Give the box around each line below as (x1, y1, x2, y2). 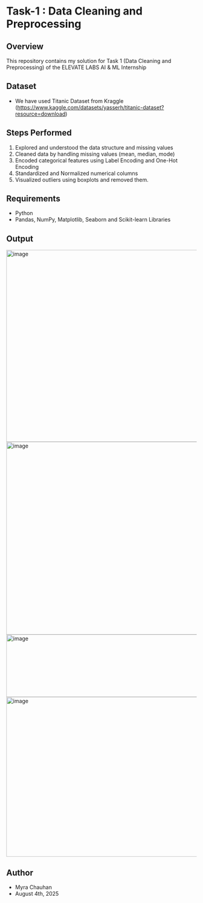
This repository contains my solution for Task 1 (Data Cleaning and (6, 58, 172, 64)
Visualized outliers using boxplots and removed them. (14, 176, 149, 183)
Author (6, 867, 33, 878)
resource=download (14, 110, 66, 117)
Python (14, 210, 33, 217)
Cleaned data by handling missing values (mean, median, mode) (14, 150, 175, 157)
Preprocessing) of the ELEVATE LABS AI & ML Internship (6, 64, 147, 71)
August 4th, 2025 (14, 890, 59, 898)
